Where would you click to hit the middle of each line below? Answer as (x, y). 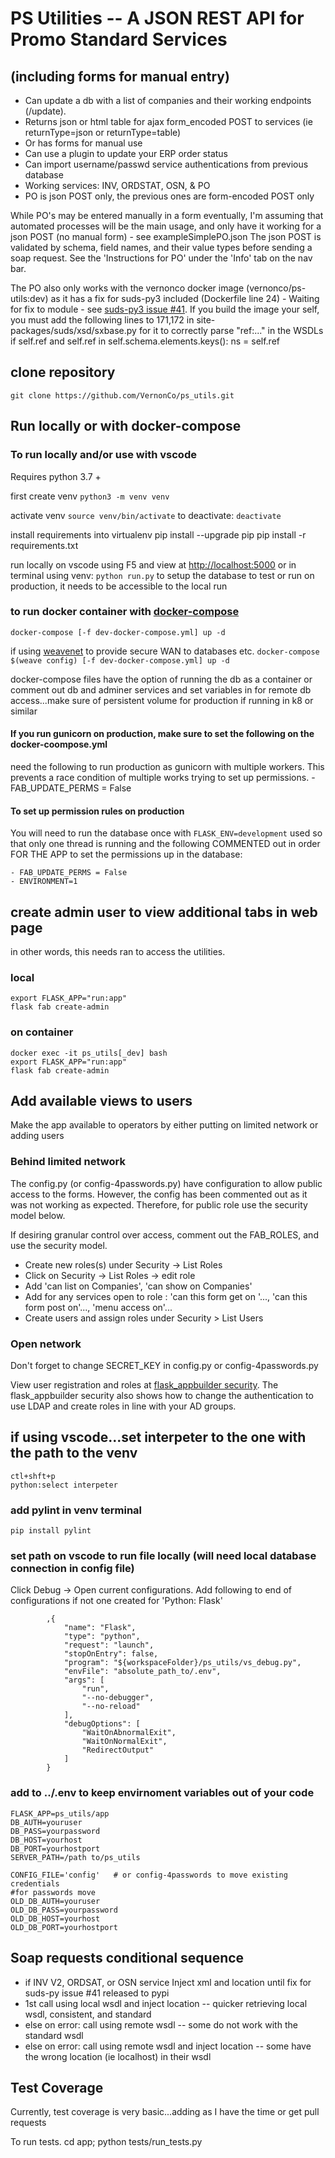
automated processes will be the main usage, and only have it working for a (166, 226)
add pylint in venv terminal (76, 1510)
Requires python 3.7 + (56, 476)
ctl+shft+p (33, 1476)
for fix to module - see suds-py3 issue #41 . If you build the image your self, (165, 309)
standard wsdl (54, 2035)
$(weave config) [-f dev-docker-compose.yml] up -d (120, 660)
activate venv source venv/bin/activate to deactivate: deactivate (146, 515)
